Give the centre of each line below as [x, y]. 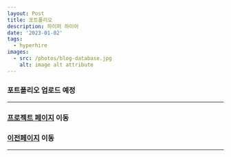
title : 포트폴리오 [30, 20]
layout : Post [26, 13]
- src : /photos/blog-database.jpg [63, 59]
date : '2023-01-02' [35, 33]
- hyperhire [31, 45]
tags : [15, 39]
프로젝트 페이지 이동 [38, 118]
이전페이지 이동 [31, 138]
